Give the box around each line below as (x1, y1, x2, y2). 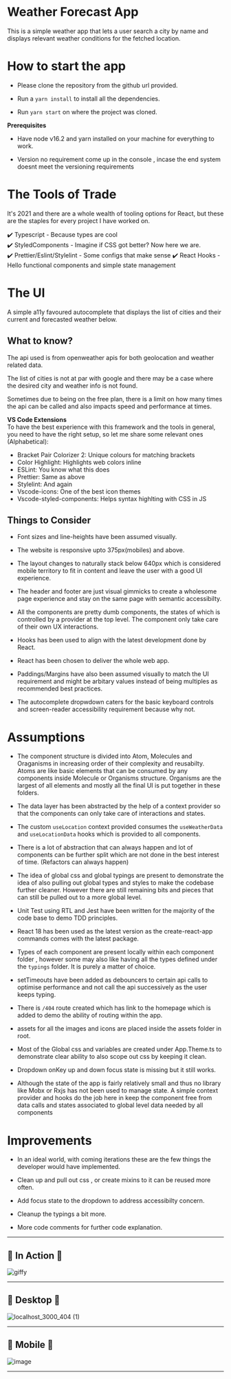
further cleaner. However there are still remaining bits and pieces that (16, 886, 214, 894)
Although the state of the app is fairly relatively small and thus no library (16, 1079, 221, 1088)
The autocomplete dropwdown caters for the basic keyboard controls (16, 698, 214, 706)
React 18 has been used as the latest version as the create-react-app (16, 927, 213, 936)
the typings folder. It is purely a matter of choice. (16, 962, 156, 971)
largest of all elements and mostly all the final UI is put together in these (16, 781, 221, 790)
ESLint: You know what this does (16, 465, 110, 474)
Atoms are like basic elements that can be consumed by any (16, 767, 188, 775)
